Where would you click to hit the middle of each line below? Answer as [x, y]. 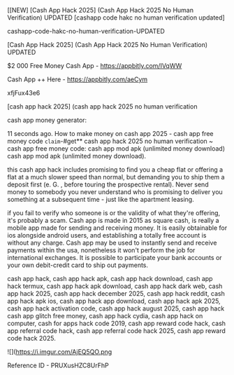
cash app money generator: [47, 120]
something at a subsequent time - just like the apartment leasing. [101, 199]
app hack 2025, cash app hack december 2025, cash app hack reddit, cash [116, 293]
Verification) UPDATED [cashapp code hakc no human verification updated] [116, 18]
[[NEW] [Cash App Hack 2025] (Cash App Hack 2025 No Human [101, 10]
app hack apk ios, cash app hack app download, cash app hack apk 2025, [114, 301]
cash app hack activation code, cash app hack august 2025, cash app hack [116, 308]
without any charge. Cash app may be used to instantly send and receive [112, 243]
